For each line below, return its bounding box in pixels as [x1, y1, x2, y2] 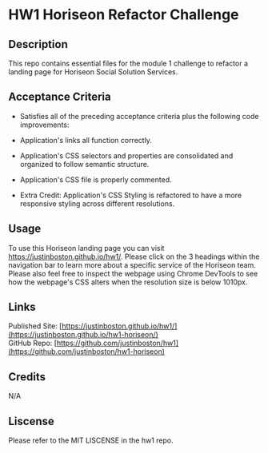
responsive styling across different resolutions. [19, 198, 175, 209]
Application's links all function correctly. [19, 135, 152, 145]
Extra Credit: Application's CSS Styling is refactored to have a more [19, 190, 242, 200]
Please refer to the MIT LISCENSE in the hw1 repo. [8, 435, 174, 445]
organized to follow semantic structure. [19, 159, 150, 169]
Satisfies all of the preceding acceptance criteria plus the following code [19, 111, 259, 121]
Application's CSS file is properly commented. [19, 174, 172, 185]
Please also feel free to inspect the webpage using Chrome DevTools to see [8, 268, 258, 278]
